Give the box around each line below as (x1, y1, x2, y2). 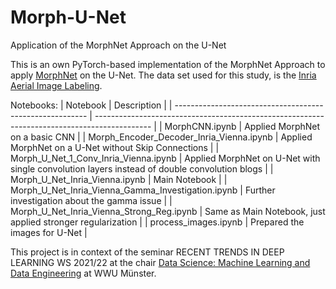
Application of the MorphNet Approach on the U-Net (10, 39, 227, 51)
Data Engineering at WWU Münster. (10, 267, 157, 279)
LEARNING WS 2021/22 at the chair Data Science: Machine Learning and (10, 256, 311, 268)
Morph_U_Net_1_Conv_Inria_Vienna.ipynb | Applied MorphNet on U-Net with (10, 152, 321, 164)
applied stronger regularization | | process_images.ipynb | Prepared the (10, 216, 305, 228)
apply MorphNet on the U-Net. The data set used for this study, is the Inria (10, 69, 317, 81)
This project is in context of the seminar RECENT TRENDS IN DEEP (10, 246, 285, 258)
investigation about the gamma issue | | (10, 194, 173, 206)
